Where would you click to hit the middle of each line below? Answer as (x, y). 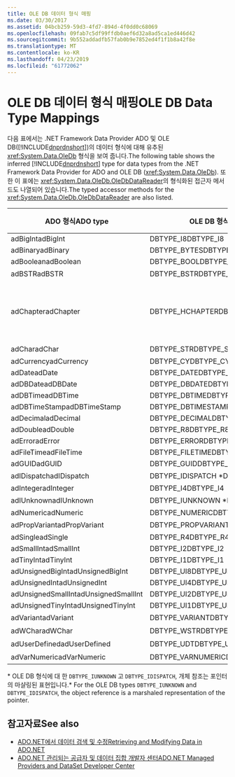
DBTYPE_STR (172, 349)
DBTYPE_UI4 (171, 582)
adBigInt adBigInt (38, 239)
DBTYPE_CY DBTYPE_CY (190, 361)
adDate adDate (34, 372)
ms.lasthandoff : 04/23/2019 (48, 59)
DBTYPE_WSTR (175, 631)
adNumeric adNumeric (47, 512)
